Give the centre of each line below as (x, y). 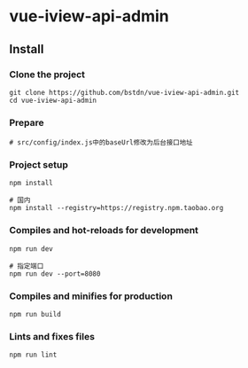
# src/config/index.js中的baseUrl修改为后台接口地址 (101, 143)
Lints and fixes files (52, 336)
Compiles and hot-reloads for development (104, 231)
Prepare (27, 122)
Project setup (39, 165)
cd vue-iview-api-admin (53, 100)
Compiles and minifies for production (91, 296)
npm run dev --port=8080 (55, 274)
